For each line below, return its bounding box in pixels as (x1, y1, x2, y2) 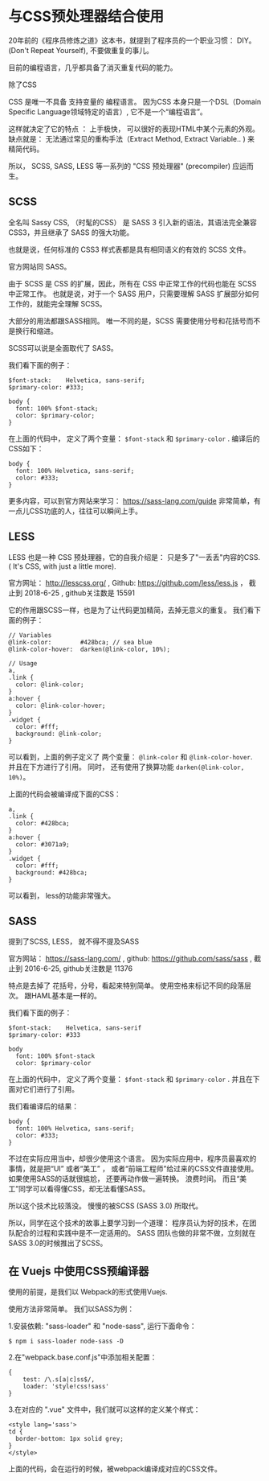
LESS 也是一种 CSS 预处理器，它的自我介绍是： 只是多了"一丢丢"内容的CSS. (8, 552, 261, 562)
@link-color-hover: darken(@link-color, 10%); (8, 645, 171, 653)
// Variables (8, 631, 52, 640)
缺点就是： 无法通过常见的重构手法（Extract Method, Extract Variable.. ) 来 (8, 134, 255, 143)
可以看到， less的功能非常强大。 (8, 891, 116, 900)
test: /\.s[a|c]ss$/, (22, 1376, 95, 1384)
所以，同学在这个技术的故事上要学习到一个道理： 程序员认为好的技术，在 (8, 1218, 250, 1228)
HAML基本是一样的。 (31, 991, 102, 1001)
